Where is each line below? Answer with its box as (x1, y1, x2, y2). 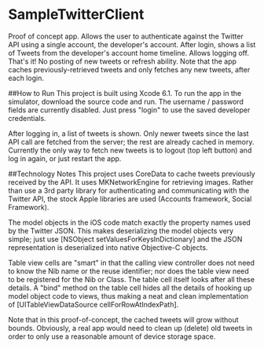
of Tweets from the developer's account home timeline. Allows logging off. (8, 48, 250, 57)
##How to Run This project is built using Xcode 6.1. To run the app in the (8, 88, 242, 97)
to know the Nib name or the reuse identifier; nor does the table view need (8, 266, 249, 276)
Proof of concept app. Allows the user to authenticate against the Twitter (8, 31, 244, 41)
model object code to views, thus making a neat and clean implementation (8, 291, 249, 300)
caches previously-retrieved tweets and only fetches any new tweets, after (8, 64, 251, 74)
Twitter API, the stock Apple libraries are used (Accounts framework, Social (8, 194, 252, 204)
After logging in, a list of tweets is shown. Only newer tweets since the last (8, 128, 249, 138)
